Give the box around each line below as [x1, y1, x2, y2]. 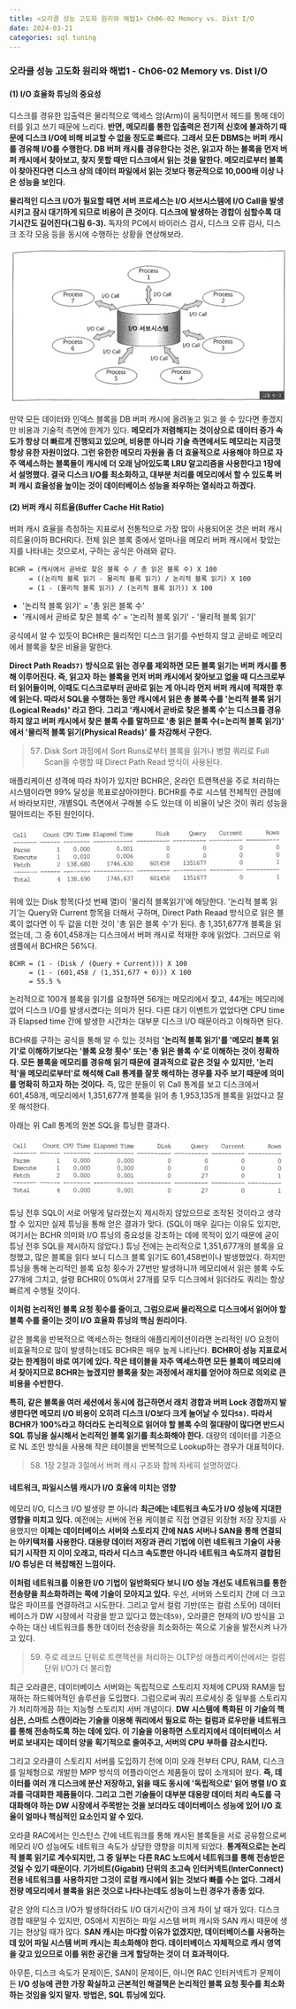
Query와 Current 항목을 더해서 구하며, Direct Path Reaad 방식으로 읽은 [27, 907, 276, 917]
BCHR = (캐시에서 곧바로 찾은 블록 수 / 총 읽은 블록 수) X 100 [9, 565, 217, 573]
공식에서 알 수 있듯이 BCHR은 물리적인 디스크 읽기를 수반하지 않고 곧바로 [9, 630, 259, 641]
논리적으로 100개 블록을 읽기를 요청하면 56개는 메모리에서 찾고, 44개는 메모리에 [9, 993, 285, 1004]
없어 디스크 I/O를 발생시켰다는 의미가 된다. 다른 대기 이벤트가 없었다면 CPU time [9, 1004, 285, 1015]
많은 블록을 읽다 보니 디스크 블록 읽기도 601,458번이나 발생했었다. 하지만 [34, 1252, 285, 1263]
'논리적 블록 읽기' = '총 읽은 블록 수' [21, 600, 145, 611]
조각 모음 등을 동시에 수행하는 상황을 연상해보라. [18, 229, 184, 239]
